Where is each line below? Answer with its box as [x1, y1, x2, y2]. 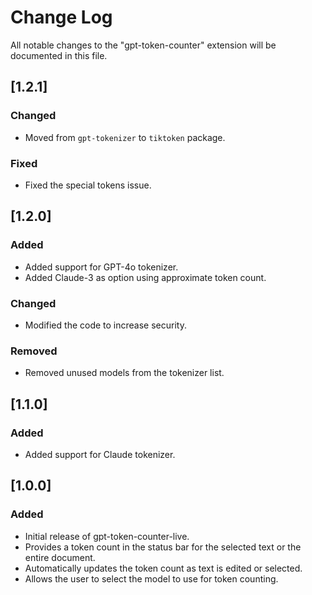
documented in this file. [10, 49, 108, 61]
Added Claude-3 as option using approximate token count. [24, 271, 267, 283]
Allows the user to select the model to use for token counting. [24, 572, 279, 585]
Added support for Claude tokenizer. [24, 448, 176, 460]
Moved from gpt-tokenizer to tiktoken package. [24, 131, 226, 143]
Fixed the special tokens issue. [24, 179, 152, 191]
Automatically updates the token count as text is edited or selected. [24, 562, 303, 574]
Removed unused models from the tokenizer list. [24, 367, 225, 379]
